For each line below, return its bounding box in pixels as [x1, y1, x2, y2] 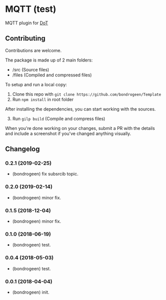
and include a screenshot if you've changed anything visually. [5, 130, 131, 136]
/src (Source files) [12, 66, 50, 72]
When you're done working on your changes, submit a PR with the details [5, 125, 155, 131]
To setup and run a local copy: [5, 81, 67, 87]
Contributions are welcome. [5, 47, 62, 53]
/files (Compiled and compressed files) [12, 72, 92, 78]
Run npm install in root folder [12, 96, 74, 102]
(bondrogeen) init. [12, 289, 50, 295]
